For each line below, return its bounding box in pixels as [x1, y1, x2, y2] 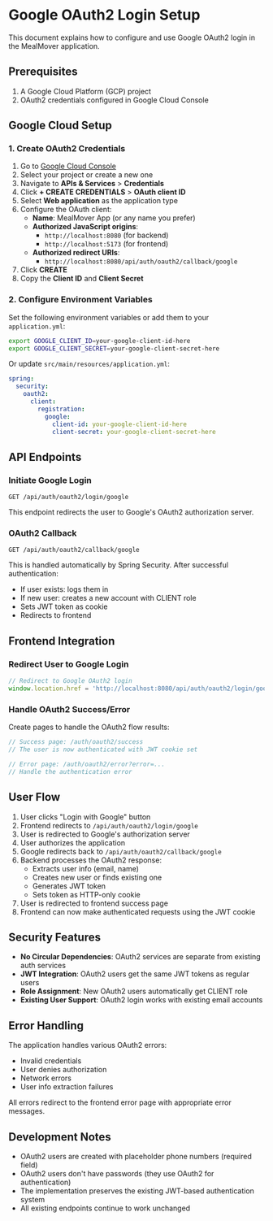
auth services [19, 961, 67, 971]
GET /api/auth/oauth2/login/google [8, 493, 129, 502]
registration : [37, 405, 85, 413]
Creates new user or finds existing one [32, 872, 162, 882]
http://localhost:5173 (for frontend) [44, 239, 169, 249]
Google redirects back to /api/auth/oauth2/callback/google [19, 846, 222, 856]
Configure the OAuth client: [19, 205, 112, 215]
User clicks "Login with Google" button [19, 811, 151, 822]
